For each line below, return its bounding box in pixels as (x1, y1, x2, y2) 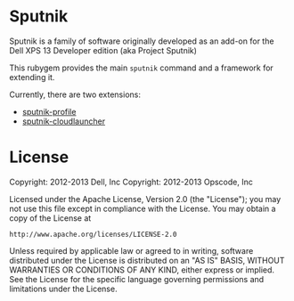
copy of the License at (9, 212, 92, 224)
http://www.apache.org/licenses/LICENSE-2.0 (9, 230, 177, 239)
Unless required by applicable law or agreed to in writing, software (9, 245, 254, 256)
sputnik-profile (21, 106, 77, 117)
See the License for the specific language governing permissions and (9, 273, 265, 284)
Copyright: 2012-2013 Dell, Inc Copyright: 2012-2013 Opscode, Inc (9, 176, 254, 187)
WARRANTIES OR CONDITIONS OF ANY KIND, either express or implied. (9, 264, 274, 275)
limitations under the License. (9, 283, 118, 294)
